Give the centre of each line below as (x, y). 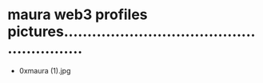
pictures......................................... (131, 32)
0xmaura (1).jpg (45, 70)
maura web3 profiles (78, 15)
